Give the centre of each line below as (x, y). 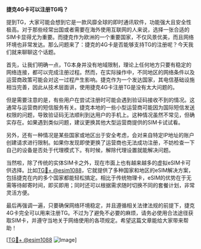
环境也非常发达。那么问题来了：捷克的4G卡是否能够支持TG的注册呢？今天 (97, 45)
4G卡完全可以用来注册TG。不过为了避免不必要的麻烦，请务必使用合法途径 (97, 213)
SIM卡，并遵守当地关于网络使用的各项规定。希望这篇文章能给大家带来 (97, 220)
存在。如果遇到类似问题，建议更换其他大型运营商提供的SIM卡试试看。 (97, 122)
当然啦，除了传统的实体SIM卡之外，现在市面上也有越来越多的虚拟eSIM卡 (96, 163)
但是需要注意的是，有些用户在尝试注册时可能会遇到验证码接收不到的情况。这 (100, 100)
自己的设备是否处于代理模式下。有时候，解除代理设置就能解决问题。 (90, 150)
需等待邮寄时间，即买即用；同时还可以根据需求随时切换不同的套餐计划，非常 (100, 185)
